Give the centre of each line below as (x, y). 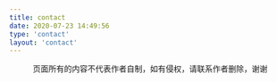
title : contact (38, 17)
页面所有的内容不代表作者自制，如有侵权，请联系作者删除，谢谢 (150, 69)
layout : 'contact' (43, 42)
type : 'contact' (39, 34)
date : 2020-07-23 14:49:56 (59, 26)
